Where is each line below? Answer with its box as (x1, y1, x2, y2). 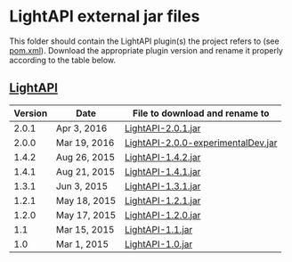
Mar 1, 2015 (56, 238, 109, 250)
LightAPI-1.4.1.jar (124, 165, 201, 177)
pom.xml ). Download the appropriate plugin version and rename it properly (9, 45, 283, 55)
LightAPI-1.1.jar (124, 223, 193, 235)
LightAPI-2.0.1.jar (124, 122, 201, 135)
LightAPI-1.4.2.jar (124, 151, 201, 163)
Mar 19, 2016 (56, 136, 115, 149)
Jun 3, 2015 (56, 180, 109, 192)
